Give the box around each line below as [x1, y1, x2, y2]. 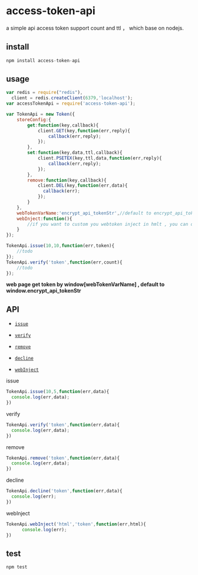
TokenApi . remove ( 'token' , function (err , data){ [6, 455, 120, 461]
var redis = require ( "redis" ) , [6, 90, 83, 96]
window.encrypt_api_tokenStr [6, 287, 81, 294]
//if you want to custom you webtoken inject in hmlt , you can [27, 221, 189, 227]
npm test [6, 564, 28, 570]
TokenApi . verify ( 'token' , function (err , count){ [6, 259, 123, 265]
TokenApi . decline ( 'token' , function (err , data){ [6, 488, 123, 494]
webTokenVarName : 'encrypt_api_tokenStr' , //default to [16, 210, 151, 216]
